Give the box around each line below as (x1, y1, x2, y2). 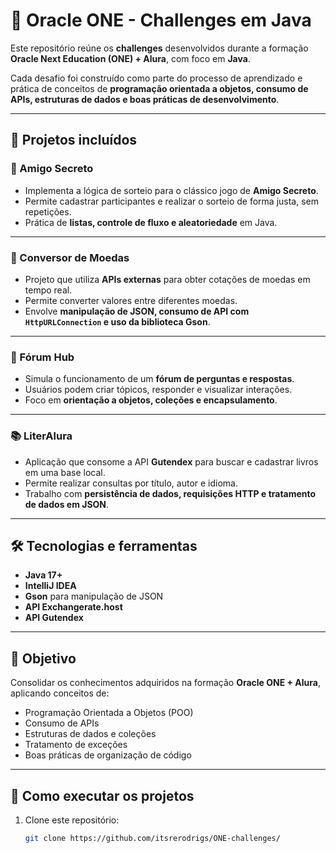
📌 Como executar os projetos (10, 787, 195, 804)
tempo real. (24, 284, 73, 296)
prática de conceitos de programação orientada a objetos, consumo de (10, 82, 309, 94)
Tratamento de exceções (24, 739, 128, 751)
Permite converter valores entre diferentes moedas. (24, 294, 238, 306)
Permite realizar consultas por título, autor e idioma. (24, 477, 239, 489)
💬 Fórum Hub (10, 350, 75, 364)
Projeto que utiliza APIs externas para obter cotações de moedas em (24, 273, 311, 285)
